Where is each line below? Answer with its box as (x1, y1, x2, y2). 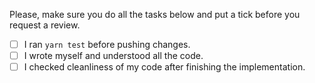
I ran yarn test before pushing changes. (23, 39, 191, 50)
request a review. (9, 19, 81, 31)
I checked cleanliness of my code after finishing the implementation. (23, 61, 306, 73)
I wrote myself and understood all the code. (23, 50, 204, 62)
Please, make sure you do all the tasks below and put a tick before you (9, 9, 301, 20)
